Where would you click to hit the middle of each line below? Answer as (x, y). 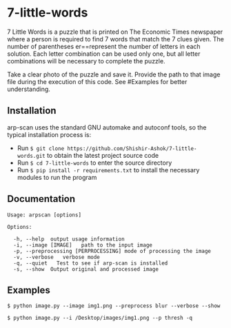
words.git (31, 156)
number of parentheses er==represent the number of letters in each (104, 46)
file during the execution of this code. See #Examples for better (97, 81)
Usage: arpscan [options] (44, 215)
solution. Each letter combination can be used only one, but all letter (104, 54)
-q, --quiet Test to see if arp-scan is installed (91, 263)
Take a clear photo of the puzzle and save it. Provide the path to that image (114, 74)
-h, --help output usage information (69, 239)
